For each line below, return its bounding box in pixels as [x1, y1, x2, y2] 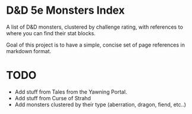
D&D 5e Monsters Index [6, 4, 125, 17]
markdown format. [6, 47, 52, 54]
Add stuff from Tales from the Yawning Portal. [14, 88, 127, 95]
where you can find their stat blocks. [6, 29, 96, 36]
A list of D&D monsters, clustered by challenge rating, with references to [6, 23, 183, 30]
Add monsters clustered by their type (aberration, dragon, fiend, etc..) [14, 101, 186, 108]
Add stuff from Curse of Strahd [14, 94, 91, 101]
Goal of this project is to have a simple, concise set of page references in [6, 41, 185, 48]
